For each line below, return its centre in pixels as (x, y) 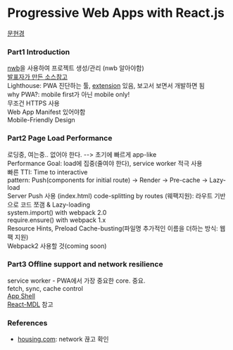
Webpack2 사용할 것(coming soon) (57, 246)
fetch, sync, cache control (45, 288)
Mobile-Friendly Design (41, 120)
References (27, 323)
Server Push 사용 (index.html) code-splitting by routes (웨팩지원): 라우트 (110, 195)
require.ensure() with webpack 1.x (57, 220)
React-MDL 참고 (31, 304)
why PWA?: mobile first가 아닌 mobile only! (69, 95)
